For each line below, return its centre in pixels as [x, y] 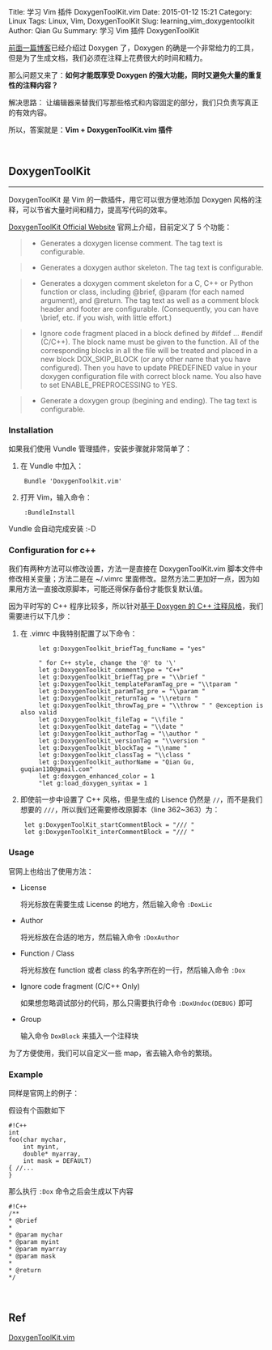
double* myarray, [52, 1154]
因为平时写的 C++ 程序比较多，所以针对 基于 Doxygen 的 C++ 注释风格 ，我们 [136, 607]
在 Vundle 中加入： [52, 466]
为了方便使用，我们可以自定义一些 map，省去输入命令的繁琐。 [113, 1053]
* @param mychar [36, 1235]
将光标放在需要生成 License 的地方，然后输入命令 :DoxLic [116, 904]
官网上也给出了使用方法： [51, 871]
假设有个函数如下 [37, 1110]
